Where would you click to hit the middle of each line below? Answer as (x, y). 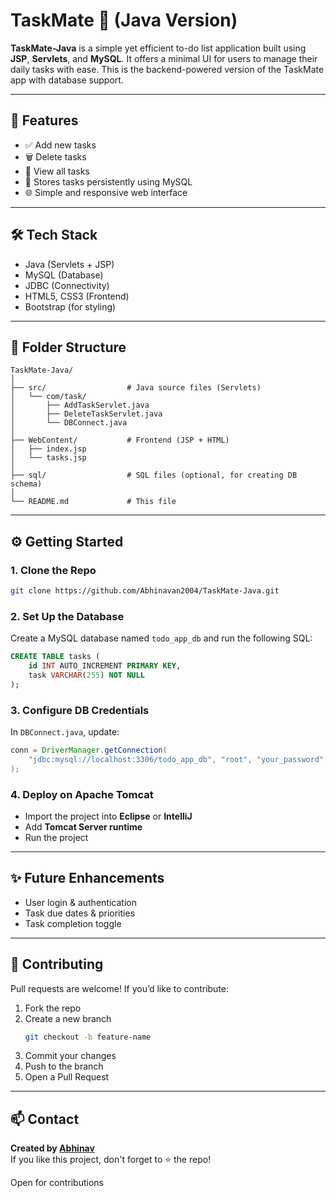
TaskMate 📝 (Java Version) (124, 20)
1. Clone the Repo (53, 570)
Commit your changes (70, 1056)
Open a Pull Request (67, 1077)
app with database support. (67, 80)
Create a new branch (68, 1018)
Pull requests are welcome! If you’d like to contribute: (120, 988)
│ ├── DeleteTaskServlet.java (86, 414)
